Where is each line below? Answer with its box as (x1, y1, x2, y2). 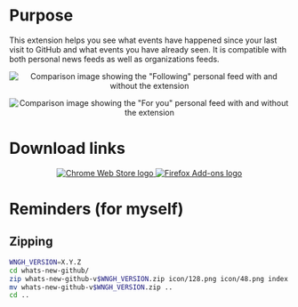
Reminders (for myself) (9, 199, 184, 219)
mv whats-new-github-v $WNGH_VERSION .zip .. (9, 282, 173, 292)
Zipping (9, 234, 53, 249)
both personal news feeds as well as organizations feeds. (9, 53, 220, 64)
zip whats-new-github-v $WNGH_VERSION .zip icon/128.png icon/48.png (9, 274, 265, 283)
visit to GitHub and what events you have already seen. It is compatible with (9, 44, 287, 54)
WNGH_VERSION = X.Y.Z (9, 257, 82, 267)
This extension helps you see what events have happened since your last (9, 35, 278, 45)
